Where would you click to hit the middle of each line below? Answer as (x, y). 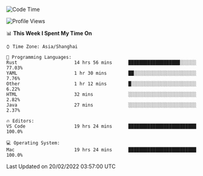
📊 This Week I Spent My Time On (49, 33)
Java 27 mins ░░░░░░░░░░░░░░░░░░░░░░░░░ (101, 105)
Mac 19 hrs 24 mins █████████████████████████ (101, 150)
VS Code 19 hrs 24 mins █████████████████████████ (101, 126)
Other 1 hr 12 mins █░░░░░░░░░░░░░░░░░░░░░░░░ (101, 84)
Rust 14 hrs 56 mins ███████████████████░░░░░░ (101, 63)
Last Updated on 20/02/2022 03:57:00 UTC (61, 166)
